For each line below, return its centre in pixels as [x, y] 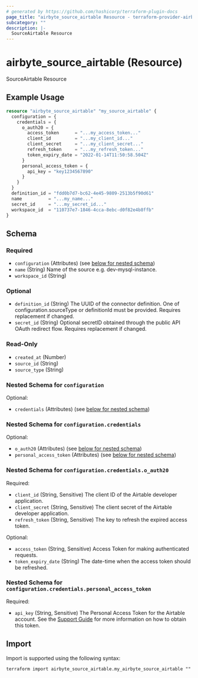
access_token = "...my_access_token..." [84, 133]
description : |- [26, 28]
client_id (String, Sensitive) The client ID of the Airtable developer [96, 494]
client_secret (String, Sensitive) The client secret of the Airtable [93, 507]
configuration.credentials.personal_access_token [79, 589]
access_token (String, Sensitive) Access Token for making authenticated [102, 548]
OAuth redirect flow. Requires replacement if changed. [81, 329]
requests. [26, 555]
